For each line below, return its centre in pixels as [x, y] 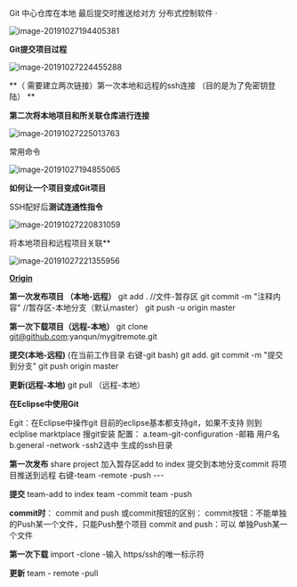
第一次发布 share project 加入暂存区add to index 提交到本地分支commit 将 [144, 464]
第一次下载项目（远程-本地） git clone [79, 326]
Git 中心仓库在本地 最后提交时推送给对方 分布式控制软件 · [113, 13]
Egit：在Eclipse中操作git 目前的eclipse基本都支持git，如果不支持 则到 [136, 423]
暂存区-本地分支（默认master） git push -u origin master [132, 307]
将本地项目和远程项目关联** [60, 243]
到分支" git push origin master [64, 366]
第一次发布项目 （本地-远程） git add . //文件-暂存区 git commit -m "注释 [141, 296]
